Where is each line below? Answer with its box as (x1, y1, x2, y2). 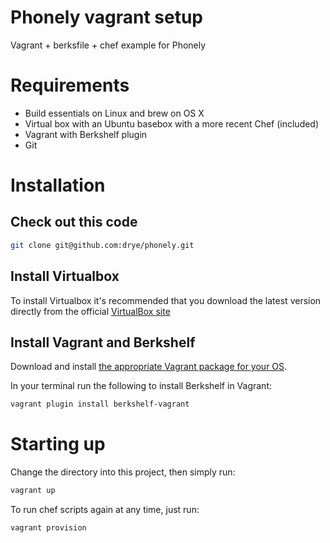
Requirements (10, 74, 130, 97)
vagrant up (10, 486, 56, 496)
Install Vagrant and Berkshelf (10, 334, 196, 351)
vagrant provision (10, 523, 87, 533)
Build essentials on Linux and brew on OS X (24, 107, 205, 119)
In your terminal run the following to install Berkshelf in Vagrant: (10, 380, 273, 392)
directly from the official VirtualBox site (10, 305, 171, 317)
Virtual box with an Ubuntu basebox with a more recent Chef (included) (24, 117, 320, 130)
